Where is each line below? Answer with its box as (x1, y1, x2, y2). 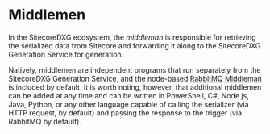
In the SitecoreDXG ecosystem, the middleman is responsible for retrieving (8, 32, 256, 42)
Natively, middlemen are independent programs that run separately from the (8, 65, 261, 74)
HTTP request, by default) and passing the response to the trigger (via (8, 107, 243, 118)
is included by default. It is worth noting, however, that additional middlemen (8, 82, 262, 92)
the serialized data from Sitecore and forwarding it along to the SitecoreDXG (8, 40, 261, 50)
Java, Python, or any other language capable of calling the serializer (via (8, 99, 249, 109)
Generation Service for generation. (8, 49, 124, 59)
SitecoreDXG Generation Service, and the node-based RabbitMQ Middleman (8, 73, 262, 83)
